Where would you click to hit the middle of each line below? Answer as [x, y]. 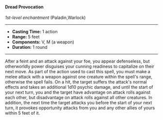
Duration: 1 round [30, 47]
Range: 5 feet [26, 37]
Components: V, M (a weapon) [43, 42]
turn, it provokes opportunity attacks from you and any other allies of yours [80, 108]
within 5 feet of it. [23, 113]
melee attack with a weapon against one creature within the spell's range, [79, 77]
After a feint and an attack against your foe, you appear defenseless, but [77, 61]
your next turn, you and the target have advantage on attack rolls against [78, 92]
